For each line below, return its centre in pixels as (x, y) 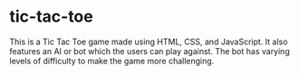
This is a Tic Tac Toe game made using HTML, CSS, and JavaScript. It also (149, 42)
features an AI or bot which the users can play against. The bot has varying (149, 51)
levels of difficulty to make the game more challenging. (112, 61)
